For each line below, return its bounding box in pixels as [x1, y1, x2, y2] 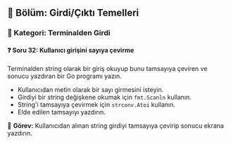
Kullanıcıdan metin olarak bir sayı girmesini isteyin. [17, 85, 164, 93]
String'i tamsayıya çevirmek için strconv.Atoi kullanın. [17, 100, 176, 109]
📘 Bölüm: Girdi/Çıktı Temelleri [7, 7, 139, 19]
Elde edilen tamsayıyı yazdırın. [17, 107, 106, 116]
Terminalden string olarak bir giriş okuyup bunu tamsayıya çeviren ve [7, 64, 208, 72]
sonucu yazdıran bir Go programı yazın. [7, 72, 122, 80]
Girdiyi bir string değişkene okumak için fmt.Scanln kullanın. [17, 93, 192, 101]
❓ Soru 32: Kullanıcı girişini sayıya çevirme [7, 46, 135, 54]
